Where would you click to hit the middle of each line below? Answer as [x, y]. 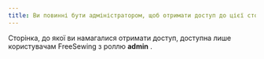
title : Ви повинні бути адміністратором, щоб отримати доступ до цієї [126, 15]
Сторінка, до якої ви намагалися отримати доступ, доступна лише [120, 38]
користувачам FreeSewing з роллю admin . [81, 46]
